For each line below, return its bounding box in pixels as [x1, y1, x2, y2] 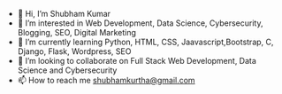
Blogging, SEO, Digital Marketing [17, 27, 137, 37]
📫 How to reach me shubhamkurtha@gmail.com [17, 75, 196, 85]
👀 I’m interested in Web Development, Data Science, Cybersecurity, [17, 18, 263, 28]
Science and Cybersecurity [17, 65, 118, 75]
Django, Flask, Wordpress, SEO [17, 46, 132, 57]
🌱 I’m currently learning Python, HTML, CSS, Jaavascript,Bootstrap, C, [17, 36, 274, 47]
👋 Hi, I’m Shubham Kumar [17, 9, 111, 19]
